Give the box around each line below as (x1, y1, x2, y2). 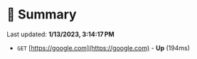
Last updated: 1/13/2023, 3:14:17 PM (6, 30, 115, 38)
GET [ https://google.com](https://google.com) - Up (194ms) (16, 43, 190, 52)
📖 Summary (6, 6, 77, 23)
